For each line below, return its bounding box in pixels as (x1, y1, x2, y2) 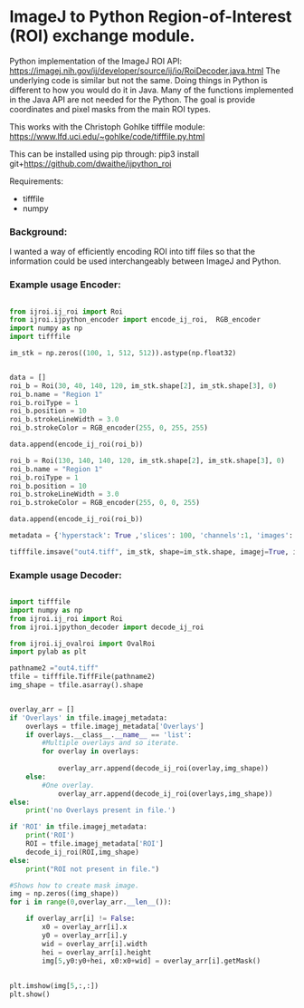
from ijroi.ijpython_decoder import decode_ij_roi (9, 623, 204, 632)
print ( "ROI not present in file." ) (25, 864, 160, 874)
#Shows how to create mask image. (9, 881, 140, 890)
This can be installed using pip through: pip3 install (9, 148, 200, 160)
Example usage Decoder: (9, 568, 122, 581)
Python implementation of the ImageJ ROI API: (9, 55, 183, 66)
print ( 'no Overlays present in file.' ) (25, 806, 176, 815)
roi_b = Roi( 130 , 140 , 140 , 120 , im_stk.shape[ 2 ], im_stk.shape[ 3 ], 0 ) (9, 456, 285, 465)
